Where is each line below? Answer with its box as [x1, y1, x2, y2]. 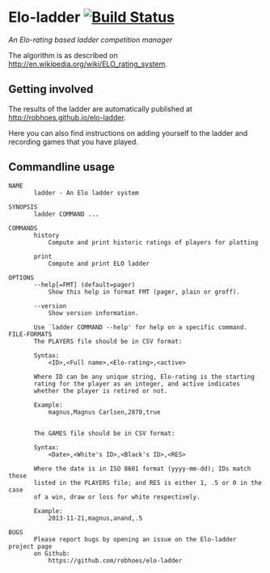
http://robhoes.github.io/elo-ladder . [8, 112, 127, 122]
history [33, 231, 60, 239]
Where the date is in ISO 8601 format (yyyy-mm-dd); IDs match [33, 465, 251, 473]
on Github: [33, 550, 70, 558]
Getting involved [8, 82, 94, 96]
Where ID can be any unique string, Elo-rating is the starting [33, 373, 255, 381]
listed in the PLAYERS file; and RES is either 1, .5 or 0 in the [33, 478, 263, 487]
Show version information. [48, 309, 139, 317]
